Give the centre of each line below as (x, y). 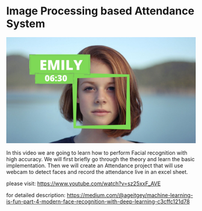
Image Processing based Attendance (100, 11)
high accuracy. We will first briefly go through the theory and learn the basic (101, 159)
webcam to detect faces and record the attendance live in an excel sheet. (97, 172)
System (26, 24)
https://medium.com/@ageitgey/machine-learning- (130, 195)
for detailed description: (36, 195)
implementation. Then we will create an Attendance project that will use (95, 165)
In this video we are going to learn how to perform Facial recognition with (97, 153)
